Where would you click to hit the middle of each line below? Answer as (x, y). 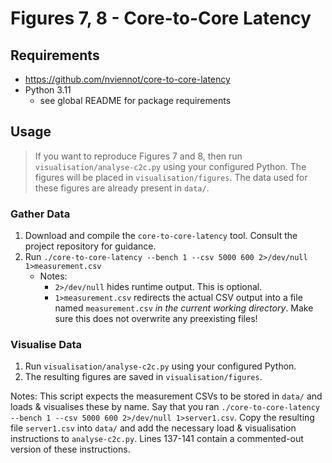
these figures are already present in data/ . (122, 188)
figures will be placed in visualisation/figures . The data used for (171, 177)
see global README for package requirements (135, 100)
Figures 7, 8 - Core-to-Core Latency (161, 18)
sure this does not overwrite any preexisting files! (156, 319)
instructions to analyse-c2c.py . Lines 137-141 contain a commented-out (157, 439)
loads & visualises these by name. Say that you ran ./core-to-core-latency (165, 407)
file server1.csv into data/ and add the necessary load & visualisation (153, 428)
